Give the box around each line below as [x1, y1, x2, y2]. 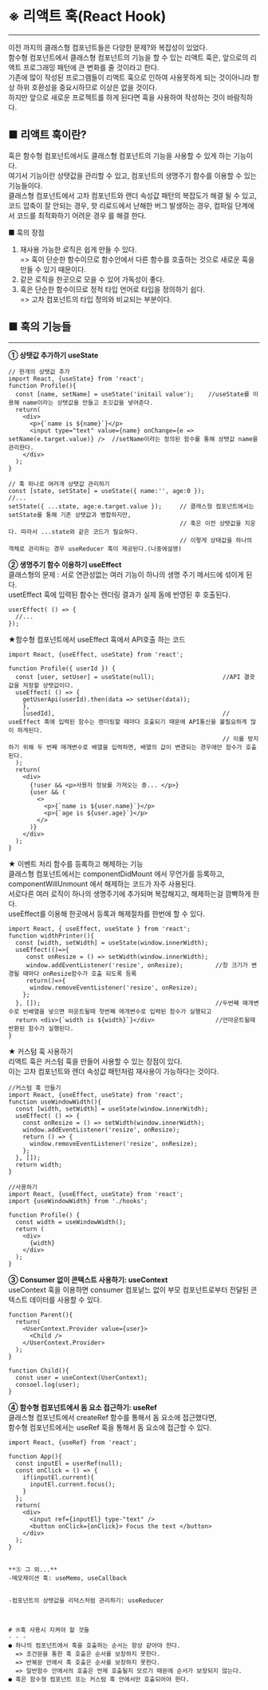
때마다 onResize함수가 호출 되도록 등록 [22, 969, 137, 977]
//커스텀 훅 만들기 [8, 1084, 61, 1092]
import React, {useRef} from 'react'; [8, 1438, 137, 1447]
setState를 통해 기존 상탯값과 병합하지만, [8, 511, 132, 519]
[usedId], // [22, 709, 230, 717]
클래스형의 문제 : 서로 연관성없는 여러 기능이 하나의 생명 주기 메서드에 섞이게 [8, 570, 245, 579]
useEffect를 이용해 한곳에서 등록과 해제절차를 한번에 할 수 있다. [8, 909, 206, 918]
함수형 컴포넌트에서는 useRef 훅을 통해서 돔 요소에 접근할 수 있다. [8, 1422, 212, 1432]
